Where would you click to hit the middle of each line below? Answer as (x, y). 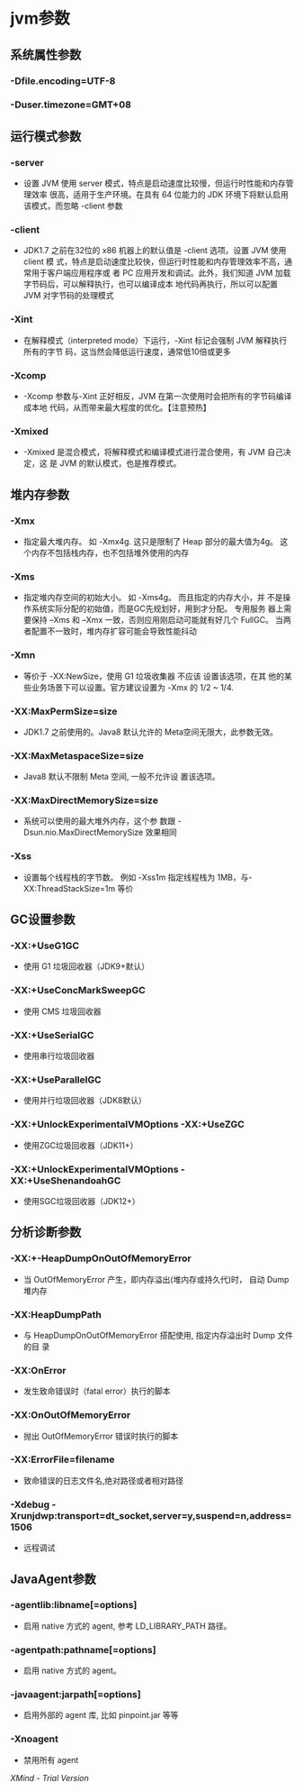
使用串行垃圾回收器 (59, 1056)
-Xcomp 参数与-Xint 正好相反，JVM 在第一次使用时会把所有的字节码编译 (157, 396)
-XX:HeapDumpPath (56, 1314)
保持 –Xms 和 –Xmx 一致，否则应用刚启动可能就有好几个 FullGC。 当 (157, 620)
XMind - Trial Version (49, 1777)
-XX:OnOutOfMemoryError (71, 1415)
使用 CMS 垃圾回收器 (62, 1011)
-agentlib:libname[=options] (74, 1605)
